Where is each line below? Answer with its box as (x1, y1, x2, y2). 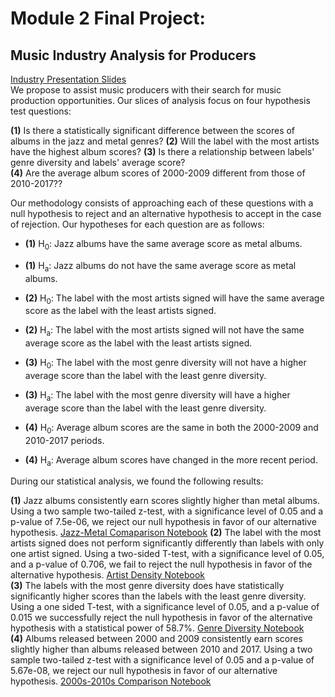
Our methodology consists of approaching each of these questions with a (10, 197, 314, 209)
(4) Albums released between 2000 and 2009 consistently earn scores (10, 633, 303, 645)
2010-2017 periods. (24, 434, 105, 446)
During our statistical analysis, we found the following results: (10, 475, 264, 487)
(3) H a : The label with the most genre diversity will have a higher (24, 388, 291, 403)
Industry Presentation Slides (10, 73, 127, 85)
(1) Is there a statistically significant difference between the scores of (10, 125, 296, 136)
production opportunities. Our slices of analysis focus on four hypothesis (10, 95, 311, 106)
